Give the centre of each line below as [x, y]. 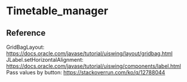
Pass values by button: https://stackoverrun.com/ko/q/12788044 [86, 72]
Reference [26, 33]
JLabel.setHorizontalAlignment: [45, 60]
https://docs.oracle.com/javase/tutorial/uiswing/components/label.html [93, 66]
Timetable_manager [57, 11]
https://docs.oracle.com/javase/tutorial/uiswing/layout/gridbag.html [90, 53]
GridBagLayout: [25, 47]
